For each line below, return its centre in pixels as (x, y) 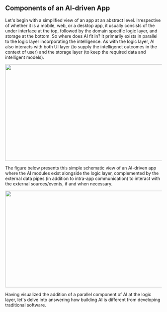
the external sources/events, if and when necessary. (59, 183)
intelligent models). (25, 57)
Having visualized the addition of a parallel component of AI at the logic (78, 294)
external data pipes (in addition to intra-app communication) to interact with (83, 178)
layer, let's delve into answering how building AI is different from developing (83, 300)
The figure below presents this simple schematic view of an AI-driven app (81, 168)
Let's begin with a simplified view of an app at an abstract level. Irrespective (83, 20)
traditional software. (26, 305)
